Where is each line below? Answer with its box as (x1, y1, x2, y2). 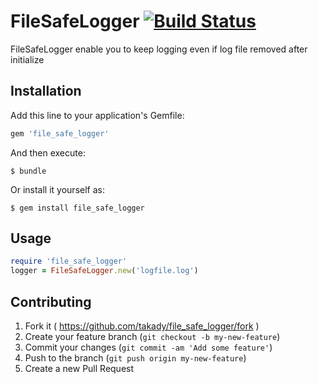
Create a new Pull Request (24, 363, 135, 374)
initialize (10, 53, 45, 65)
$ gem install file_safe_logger (10, 203, 145, 213)
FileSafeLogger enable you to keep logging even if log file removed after (10, 43, 308, 55)
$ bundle (10, 166, 47, 176)
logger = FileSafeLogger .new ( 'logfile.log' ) (10, 266, 199, 276)
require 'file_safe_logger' (10, 256, 128, 267)
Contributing (10, 293, 92, 310)
